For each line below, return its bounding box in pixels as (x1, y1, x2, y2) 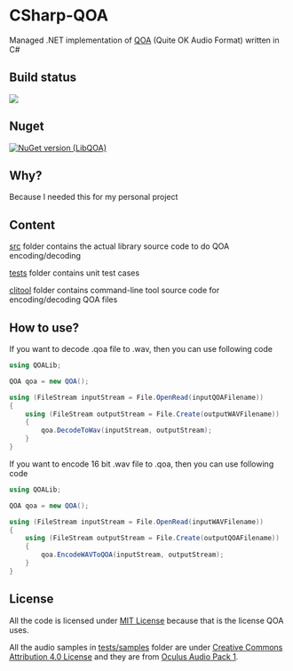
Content (9, 217, 56, 232)
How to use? (9, 320, 80, 335)
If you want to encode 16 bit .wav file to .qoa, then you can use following (9, 459, 274, 469)
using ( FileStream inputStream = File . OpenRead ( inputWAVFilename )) (9, 517, 265, 526)
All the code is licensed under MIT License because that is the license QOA (9, 615, 284, 626)
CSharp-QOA (9, 5, 109, 26)
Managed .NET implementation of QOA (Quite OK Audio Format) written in (9, 35, 280, 45)
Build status (9, 70, 77, 85)
